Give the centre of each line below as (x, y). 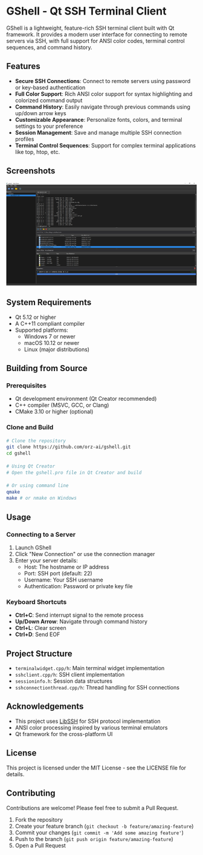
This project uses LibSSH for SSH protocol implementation (88, 721)
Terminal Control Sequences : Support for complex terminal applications (105, 145)
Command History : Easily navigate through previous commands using (102, 107)
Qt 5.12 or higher (35, 317)
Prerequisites (26, 385)
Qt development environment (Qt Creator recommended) (86, 399)
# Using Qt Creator (31, 466)
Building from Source (47, 368)
